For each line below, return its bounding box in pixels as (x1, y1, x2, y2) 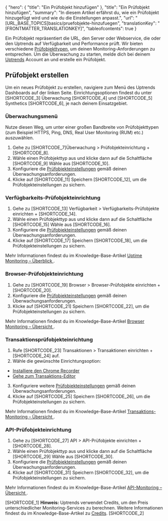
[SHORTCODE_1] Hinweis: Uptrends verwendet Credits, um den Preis (5, 499, 148, 505)
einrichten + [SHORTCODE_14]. (12, 211, 77, 217)
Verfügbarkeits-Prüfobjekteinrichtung (5, 194, 101, 201)
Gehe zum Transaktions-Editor (12, 373, 76, 379)
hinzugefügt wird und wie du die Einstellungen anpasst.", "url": (5, 15, 134, 21)
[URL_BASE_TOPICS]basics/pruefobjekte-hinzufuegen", (5, 20, 121, 26)
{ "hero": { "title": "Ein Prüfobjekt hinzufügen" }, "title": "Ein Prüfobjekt (5, 5, 150, 10)
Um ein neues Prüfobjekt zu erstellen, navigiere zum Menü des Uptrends (5, 84, 155, 90)
